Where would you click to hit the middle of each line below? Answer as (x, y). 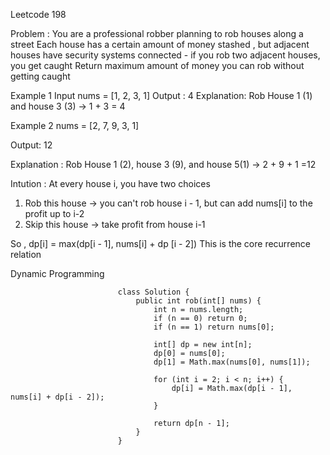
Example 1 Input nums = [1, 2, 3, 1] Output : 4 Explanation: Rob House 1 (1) (161, 95)
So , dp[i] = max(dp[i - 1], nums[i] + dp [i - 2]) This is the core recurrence (160, 243)
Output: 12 (31, 145)
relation (26, 254)
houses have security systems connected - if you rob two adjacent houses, (165, 55)
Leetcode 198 (38, 14)
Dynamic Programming (57, 273)
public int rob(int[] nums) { (198, 301)
